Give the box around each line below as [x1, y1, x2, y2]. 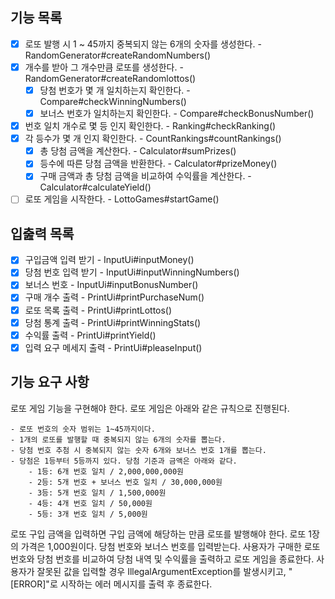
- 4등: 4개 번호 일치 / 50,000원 [28, 498, 153, 508]
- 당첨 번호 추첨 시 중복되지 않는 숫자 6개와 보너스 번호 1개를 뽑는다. [10, 445, 267, 455]
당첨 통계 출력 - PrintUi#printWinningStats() [24, 316, 202, 328]
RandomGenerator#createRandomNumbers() [24, 49, 212, 61]
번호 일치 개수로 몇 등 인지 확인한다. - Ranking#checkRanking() [24, 120, 277, 132]
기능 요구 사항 [10, 374, 90, 391]
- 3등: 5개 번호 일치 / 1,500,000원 [28, 488, 167, 498]
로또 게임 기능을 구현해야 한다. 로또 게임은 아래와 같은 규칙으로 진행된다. [10, 402, 290, 414]
